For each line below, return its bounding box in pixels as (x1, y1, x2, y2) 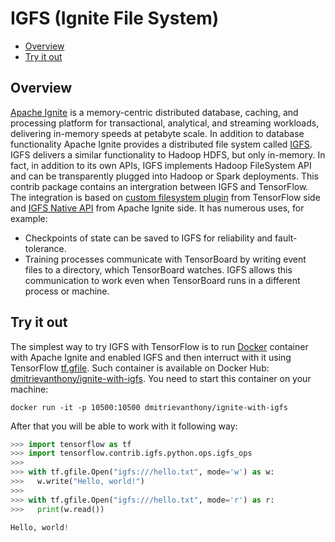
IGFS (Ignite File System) (10, 7, 220, 30)
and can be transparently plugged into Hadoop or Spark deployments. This (10, 170, 319, 182)
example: (10, 212, 48, 224)
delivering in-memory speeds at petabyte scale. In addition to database (10, 127, 305, 139)
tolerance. (24, 242, 67, 254)
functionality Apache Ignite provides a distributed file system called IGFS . (10, 138, 313, 150)
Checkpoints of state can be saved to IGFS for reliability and (24, 232, 273, 244)
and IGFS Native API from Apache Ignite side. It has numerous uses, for (10, 202, 305, 214)
